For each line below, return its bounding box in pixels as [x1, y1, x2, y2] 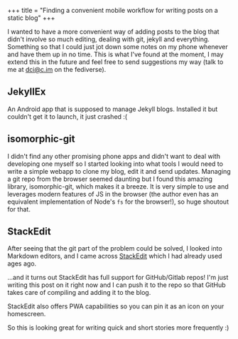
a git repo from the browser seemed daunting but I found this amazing [7, 174, 213, 183]
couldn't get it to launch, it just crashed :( [7, 112, 128, 120]
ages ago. [7, 259, 37, 268]
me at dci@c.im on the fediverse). [7, 66, 107, 73]
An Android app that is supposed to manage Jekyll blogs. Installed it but [7, 105, 218, 113]
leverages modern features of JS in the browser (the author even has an [7, 189, 219, 198]
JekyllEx [7, 85, 46, 98]
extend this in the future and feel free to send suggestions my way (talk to [7, 58, 224, 66]
